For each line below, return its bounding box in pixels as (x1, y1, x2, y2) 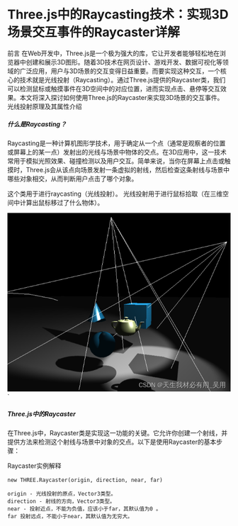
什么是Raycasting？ (7, 120, 67, 128)
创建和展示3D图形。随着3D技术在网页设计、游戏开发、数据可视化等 (25, 57, 223, 66)
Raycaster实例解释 (7, 461, 62, 470)
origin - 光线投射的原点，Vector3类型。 (7, 491, 117, 498)
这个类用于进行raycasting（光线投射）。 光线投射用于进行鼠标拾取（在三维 (7, 189, 223, 198)
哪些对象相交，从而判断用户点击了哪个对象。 (7, 174, 138, 183)
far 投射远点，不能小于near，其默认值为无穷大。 (7, 513, 133, 520)
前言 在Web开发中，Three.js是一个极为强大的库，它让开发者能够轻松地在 (7, 49, 220, 57)
